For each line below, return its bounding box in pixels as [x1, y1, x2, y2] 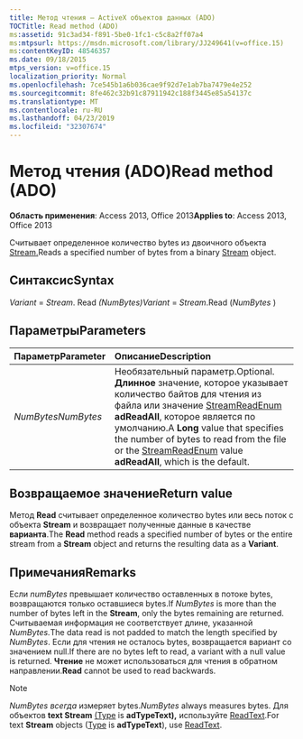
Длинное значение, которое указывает [114, 376, 289, 389]
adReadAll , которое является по [114, 410, 256, 422]
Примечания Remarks [9, 565, 137, 580]
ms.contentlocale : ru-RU [9, 106, 103, 115]
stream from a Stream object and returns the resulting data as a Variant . [9, 539, 280, 550]
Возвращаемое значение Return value [9, 485, 233, 501]
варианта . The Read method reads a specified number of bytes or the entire [9, 529, 293, 540]
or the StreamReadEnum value [114, 444, 243, 457]
